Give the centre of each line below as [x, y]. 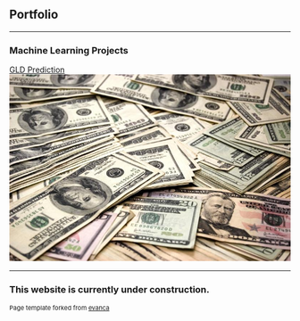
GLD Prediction [37, 70]
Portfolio [34, 15]
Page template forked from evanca [59, 308]
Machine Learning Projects [69, 50]
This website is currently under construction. [109, 289]
